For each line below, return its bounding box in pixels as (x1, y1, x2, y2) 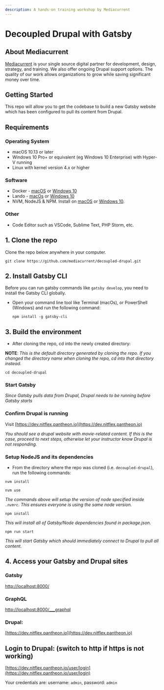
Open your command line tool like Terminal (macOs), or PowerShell (12, 300, 148, 306)
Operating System (5, 138, 49, 145)
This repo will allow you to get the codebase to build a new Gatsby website (5, 104, 156, 109)
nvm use (5, 488, 21, 493)
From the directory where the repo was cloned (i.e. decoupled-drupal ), (12, 465, 154, 471)
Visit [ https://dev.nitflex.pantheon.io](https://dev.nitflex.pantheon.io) (5, 421, 142, 427)
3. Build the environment (5, 327, 82, 336)
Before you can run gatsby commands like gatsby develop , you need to (5, 285, 148, 291)
